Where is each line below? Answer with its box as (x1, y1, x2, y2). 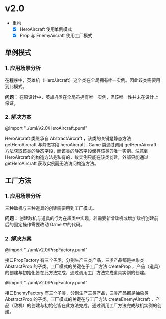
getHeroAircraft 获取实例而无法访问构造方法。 (5, 160, 99, 167)
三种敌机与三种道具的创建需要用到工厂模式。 (5, 205, 97, 211)
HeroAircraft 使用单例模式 (19, 26, 72, 32)
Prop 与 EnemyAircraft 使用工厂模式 (19, 33, 93, 38)
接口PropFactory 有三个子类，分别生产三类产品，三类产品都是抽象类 (5, 257, 145, 263)
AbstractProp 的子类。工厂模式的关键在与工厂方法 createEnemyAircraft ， (5, 296, 156, 302)
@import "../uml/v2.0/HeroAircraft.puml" (5, 125, 88, 131)
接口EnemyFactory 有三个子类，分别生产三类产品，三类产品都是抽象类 (5, 290, 149, 296)
